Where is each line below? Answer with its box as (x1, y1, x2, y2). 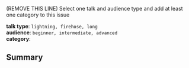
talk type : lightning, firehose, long (6, 23, 98, 30)
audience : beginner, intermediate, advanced (6, 29, 118, 36)
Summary (6, 53, 43, 63)
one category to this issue (6, 11, 70, 18)
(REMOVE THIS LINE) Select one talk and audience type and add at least (6, 5, 183, 12)
